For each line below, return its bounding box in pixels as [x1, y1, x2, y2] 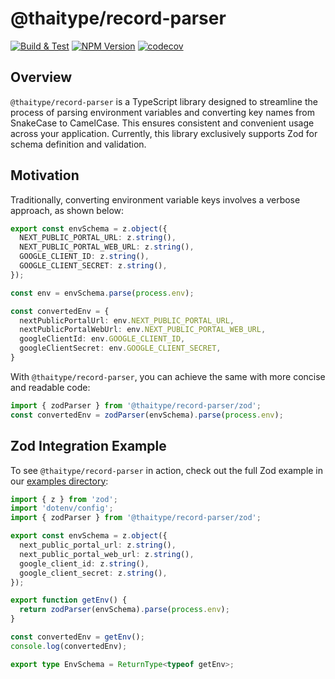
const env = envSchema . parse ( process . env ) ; [10, 288, 195, 298]
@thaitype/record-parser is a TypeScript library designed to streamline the [10, 95, 318, 107]
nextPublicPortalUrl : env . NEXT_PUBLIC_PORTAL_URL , [19, 315, 235, 326]
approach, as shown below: [10, 204, 125, 216]
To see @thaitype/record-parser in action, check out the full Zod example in [10, 464, 324, 476]
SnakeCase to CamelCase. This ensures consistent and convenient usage [10, 117, 315, 129]
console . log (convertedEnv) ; [10, 641, 128, 651]
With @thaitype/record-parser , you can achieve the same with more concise [10, 370, 326, 382]
